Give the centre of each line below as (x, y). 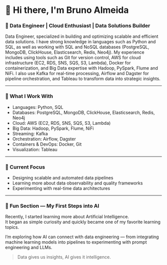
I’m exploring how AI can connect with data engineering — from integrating (82, 237)
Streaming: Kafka (30, 133)
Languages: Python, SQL (38, 107)
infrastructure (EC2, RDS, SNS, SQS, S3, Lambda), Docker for (68, 63)
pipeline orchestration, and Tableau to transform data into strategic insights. (83, 79)
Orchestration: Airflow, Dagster (44, 139)
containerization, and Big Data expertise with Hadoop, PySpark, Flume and (82, 68)
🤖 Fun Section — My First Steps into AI (52, 206)
